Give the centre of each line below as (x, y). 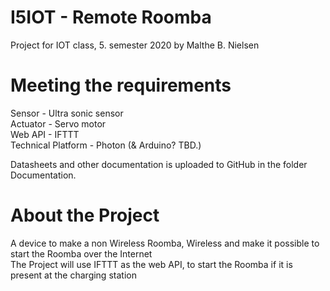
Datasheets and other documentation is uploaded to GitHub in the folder (159, 164)
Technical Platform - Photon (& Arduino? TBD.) (106, 145)
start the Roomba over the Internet (81, 253)
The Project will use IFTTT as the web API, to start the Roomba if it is (151, 264)
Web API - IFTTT (45, 134)
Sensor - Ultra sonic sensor (67, 113)
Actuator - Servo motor (58, 123)
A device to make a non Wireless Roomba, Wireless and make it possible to (165, 243)
